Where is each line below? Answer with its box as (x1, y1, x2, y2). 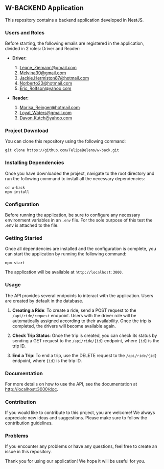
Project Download (5, 127, 48, 134)
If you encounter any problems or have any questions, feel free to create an (5, 443, 158, 449)
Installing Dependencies (5, 159, 65, 166)
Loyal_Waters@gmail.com (19, 110, 72, 116)
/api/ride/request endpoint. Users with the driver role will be (12, 312, 137, 318)
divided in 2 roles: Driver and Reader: (5, 46, 80, 52)
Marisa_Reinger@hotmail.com (19, 105, 80, 110)
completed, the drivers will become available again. (12, 323, 116, 329)
